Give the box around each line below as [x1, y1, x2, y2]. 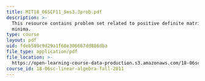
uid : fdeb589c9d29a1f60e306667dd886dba [6, 43, 108, 49]
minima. [12, 26, 32, 32]
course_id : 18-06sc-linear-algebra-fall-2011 [6, 65, 124, 72]
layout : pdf [6, 37, 37, 43]
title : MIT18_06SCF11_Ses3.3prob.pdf [6, 9, 103, 15]
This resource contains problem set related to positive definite [12, 20, 184, 26]
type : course [6, 32, 40, 38]
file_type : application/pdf [6, 49, 78, 55]
